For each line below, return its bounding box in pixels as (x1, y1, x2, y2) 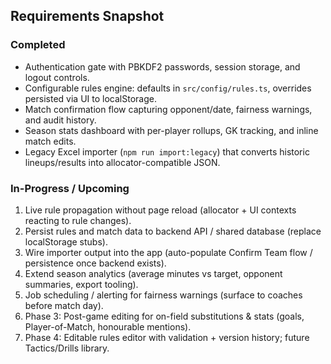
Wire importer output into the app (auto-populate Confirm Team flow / (24, 246, 313, 258)
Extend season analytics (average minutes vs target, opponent (24, 267, 283, 279)
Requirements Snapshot (10, 8, 165, 25)
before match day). (24, 299, 104, 311)
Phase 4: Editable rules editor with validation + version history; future (24, 331, 310, 343)
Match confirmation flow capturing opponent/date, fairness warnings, (24, 103, 313, 115)
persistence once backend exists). (24, 257, 167, 269)
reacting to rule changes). (24, 214, 132, 226)
